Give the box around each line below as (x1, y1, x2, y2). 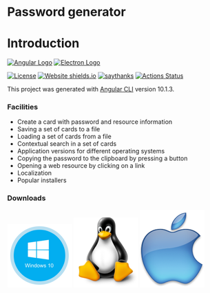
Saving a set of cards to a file (17, 125, 101, 133)
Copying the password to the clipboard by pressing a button (17, 154, 188, 162)
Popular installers (17, 176, 67, 184)
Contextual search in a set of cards (17, 140, 117, 148)
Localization (17, 169, 52, 177)
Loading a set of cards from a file (17, 132, 112, 141)
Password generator (7, 4, 126, 20)
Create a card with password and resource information (17, 118, 173, 126)
